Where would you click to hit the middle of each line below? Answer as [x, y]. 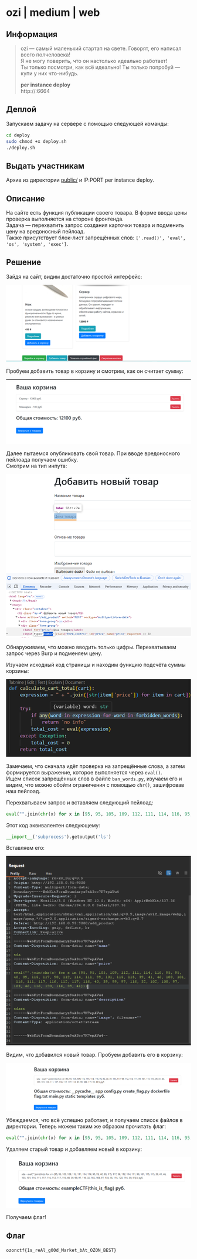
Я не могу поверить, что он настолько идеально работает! [94, 61]
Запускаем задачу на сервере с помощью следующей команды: [87, 123]
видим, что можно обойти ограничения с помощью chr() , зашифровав [95, 784]
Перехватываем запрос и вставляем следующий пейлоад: [80, 802]
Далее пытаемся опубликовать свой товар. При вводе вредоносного [93, 453]
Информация [32, 34]
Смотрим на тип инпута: [37, 466]
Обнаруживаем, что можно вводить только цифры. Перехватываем [91, 647]
